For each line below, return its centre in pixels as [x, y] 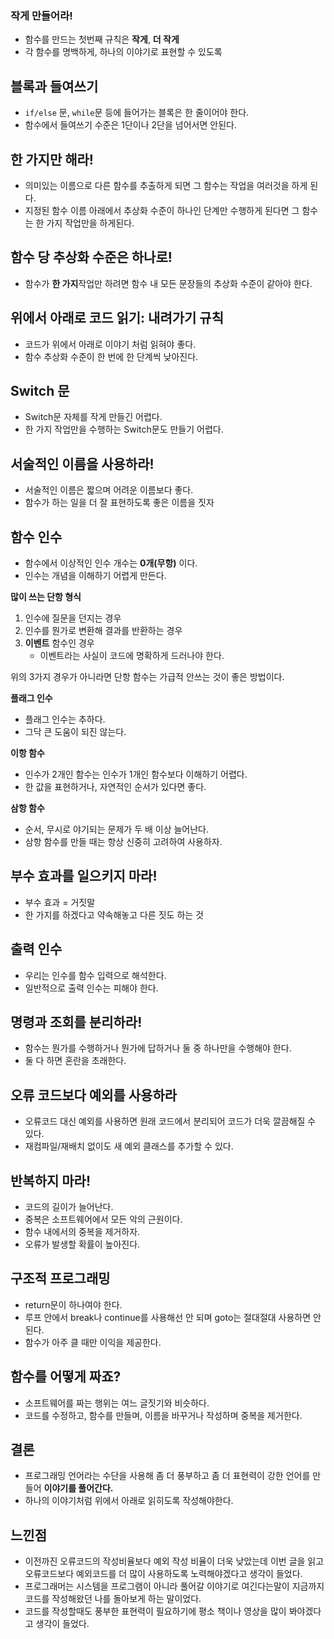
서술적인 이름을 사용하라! [82, 463]
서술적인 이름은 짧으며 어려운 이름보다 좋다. [109, 490]
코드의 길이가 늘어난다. [69, 1207]
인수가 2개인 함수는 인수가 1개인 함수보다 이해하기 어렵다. [136, 774]
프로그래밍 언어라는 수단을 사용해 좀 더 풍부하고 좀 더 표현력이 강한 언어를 [167, 1476]
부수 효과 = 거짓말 [60, 902]
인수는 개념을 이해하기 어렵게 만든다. [95, 575]
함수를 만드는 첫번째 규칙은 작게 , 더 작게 [102, 39]
